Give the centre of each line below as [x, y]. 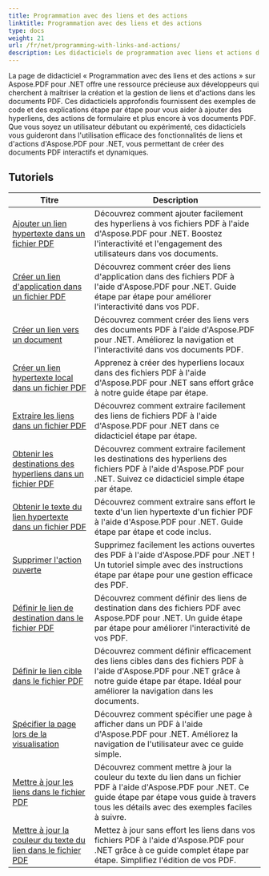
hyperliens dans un [48, 473]
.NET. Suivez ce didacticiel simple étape [170, 479]
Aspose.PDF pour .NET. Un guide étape [169, 617]
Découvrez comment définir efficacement [173, 651]
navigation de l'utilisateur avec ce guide [169, 744]
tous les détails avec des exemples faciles [173, 807]
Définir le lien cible [47, 671]
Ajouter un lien [40, 223]
